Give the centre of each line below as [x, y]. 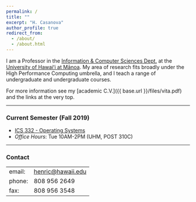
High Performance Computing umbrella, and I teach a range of [81, 73]
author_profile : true [32, 28]
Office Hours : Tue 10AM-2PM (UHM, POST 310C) [73, 137]
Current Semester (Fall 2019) [48, 118]
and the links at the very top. [40, 97]
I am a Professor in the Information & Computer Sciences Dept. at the [89, 61]
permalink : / [22, 11]
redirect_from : [24, 33]
